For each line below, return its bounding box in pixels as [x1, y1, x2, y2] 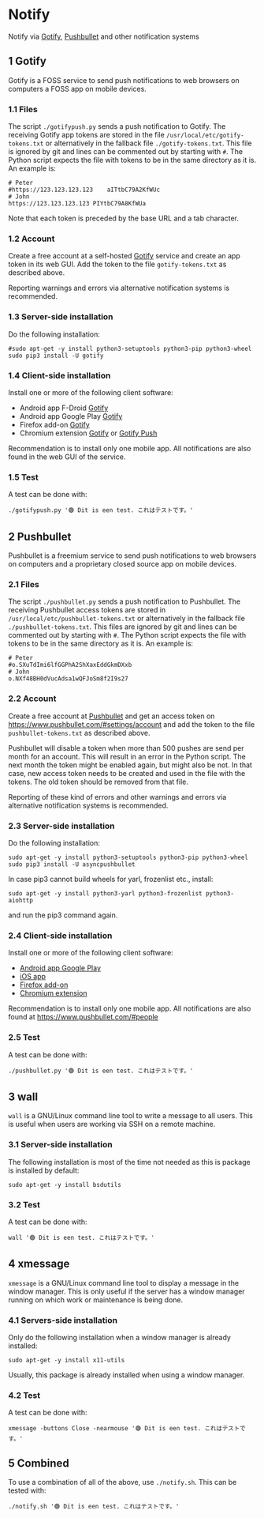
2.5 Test [8, 1032, 41, 1043]
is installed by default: [8, 1166, 80, 1175]
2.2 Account [8, 693, 57, 704]
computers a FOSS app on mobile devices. [8, 84, 147, 93]
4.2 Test [8, 1389, 41, 1400]
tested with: [8, 1486, 46, 1495]
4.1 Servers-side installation [8, 1314, 118, 1325]
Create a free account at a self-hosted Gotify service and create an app [8, 251, 240, 261]
